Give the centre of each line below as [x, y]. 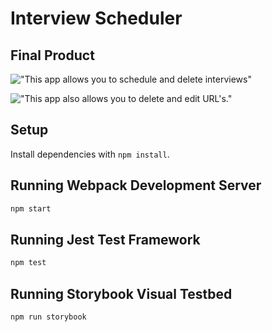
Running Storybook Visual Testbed [121, 293]
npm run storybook [48, 317]
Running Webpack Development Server [136, 185]
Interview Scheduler [96, 18]
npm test [28, 263]
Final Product [52, 55]
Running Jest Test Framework [105, 239]
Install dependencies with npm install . [90, 154]
